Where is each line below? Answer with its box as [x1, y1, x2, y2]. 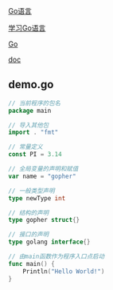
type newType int [8, 194, 66, 202]
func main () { [8, 260, 56, 268]
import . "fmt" [8, 128, 59, 137]
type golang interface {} [8, 238, 91, 246]
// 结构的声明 [8, 208, 49, 217]
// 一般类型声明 [8, 187, 55, 195]
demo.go [8, 78, 54, 91]
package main [8, 107, 52, 115]
